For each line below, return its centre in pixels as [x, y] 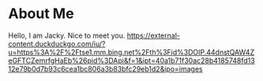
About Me [41, 14]
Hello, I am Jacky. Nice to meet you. [67, 35]
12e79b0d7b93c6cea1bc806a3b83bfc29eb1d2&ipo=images [105, 68]
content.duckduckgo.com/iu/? [57, 43]
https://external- [153, 35]
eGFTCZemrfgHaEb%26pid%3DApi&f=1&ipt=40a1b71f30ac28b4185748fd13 [131, 61]
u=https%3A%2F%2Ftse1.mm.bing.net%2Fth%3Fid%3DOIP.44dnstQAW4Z [131, 52]
